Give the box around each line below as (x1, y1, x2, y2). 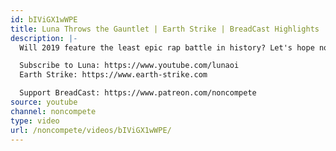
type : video (10, 116, 60, 126)
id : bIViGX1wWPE (10, 14, 78, 25)
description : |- (10, 33, 78, 43)
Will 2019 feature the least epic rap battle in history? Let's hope (19, 42, 315, 53)
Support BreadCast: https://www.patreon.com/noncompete (19, 88, 257, 98)
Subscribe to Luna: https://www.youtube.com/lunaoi (19, 61, 240, 71)
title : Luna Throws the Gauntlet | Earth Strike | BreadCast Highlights (10, 24, 320, 34)
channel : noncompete (10, 106, 97, 116)
